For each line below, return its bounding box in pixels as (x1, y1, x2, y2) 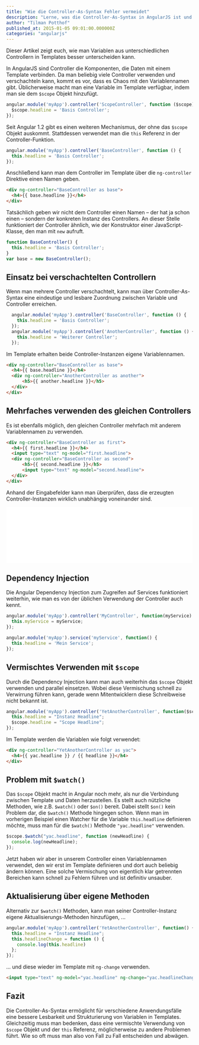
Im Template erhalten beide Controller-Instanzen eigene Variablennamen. (6, 350, 185, 357)
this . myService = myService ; (11, 619, 84, 625)
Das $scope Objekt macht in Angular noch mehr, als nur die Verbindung (6, 790, 179, 797)
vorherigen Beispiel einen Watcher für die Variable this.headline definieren (6, 816, 191, 823)
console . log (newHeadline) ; (11, 839, 78, 845)
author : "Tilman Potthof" (6, 20, 70, 26)
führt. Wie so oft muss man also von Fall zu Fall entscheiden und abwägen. (6, 1032, 189, 1039)
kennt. (6, 601, 22, 609)
